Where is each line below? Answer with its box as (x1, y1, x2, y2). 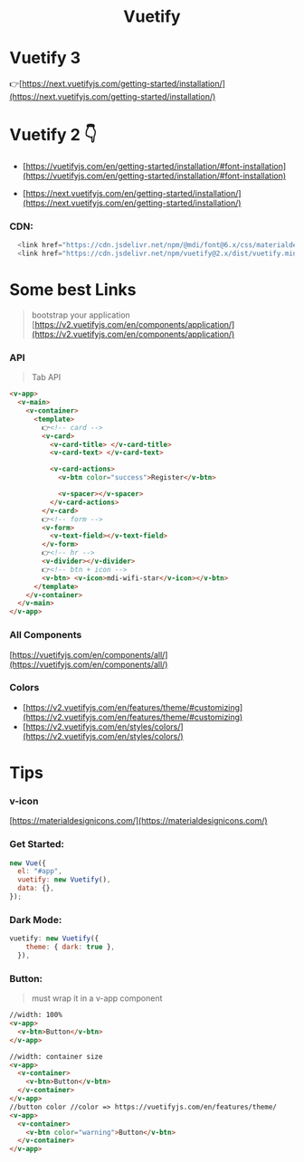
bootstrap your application (31, 310, 131, 320)
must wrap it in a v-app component (31, 993, 163, 1004)
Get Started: (9, 838, 65, 851)
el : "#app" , (17, 867, 63, 876)
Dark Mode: (9, 913, 62, 926)
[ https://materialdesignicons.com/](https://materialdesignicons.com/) (9, 815, 269, 826)
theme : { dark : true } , (25, 943, 116, 952)
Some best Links (9, 280, 138, 300)
